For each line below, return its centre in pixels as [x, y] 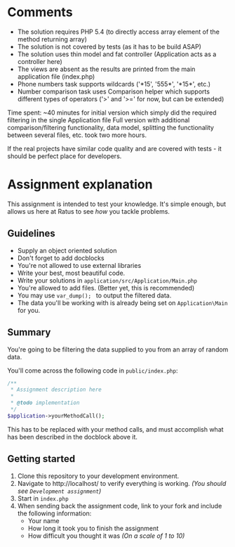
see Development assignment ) [59, 491]
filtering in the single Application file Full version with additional [99, 120]
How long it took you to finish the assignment [93, 528]
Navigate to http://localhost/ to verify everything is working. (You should [122, 483]
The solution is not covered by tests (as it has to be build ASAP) [109, 46]
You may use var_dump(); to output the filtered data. [94, 295]
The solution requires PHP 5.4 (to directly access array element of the [118, 32]
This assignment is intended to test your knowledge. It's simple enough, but [117, 204]
